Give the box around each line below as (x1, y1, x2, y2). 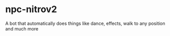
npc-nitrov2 (5, 4, 57, 15)
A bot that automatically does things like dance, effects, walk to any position (5, 20, 165, 26)
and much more (5, 25, 39, 31)
